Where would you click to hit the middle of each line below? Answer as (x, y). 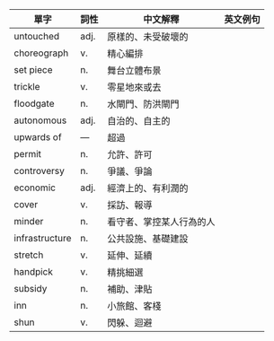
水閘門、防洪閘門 (143, 104)
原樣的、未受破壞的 (148, 37)
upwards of (38, 137)
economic (35, 188)
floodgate (34, 104)
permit (28, 154)
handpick (34, 271)
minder (29, 221)
